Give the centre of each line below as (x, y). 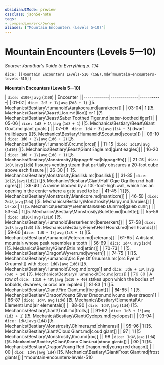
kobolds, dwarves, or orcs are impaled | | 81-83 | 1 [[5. (59, 285)
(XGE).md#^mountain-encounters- (123, 75)
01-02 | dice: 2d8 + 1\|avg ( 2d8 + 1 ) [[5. (54, 103)
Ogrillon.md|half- (138, 181)
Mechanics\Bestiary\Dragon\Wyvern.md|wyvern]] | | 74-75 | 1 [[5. (71, 253)
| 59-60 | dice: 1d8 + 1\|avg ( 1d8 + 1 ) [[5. (48, 232)
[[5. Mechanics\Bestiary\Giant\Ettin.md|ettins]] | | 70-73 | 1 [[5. (68, 248)
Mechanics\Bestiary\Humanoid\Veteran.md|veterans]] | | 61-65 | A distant (79, 238)
